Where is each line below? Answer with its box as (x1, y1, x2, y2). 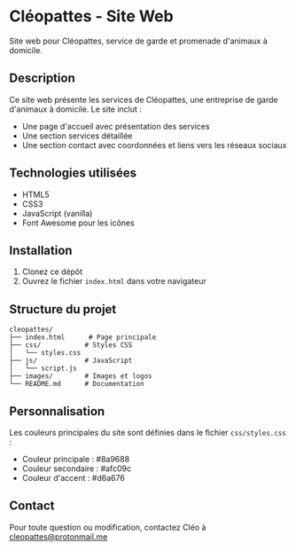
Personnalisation (9, 404, 105, 419)
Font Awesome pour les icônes (21, 217, 135, 228)
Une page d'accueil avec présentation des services (21, 121, 210, 131)
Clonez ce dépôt (21, 266, 83, 277)
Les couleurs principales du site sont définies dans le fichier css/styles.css (9, 428, 286, 437)
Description (9, 71, 75, 86)
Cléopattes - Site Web (9, 6, 175, 27)
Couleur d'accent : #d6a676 (21, 473, 126, 483)
